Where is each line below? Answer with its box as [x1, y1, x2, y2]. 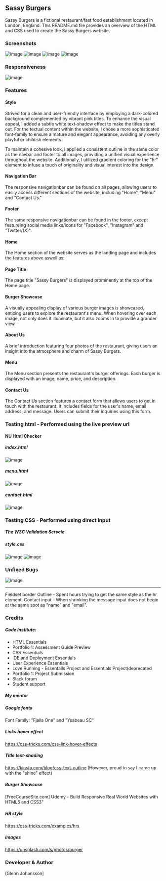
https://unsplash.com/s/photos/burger [5, 847, 83, 853]
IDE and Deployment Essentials [12, 655, 76, 661]
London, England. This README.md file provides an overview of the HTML [5, 22, 157, 28]
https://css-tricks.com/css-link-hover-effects [5, 741, 97, 747]
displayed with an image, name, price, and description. [5, 376, 117, 381]
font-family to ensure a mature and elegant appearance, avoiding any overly [5, 131, 160, 137]
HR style [5, 810, 23, 816]
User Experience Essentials [12, 660, 68, 666]
